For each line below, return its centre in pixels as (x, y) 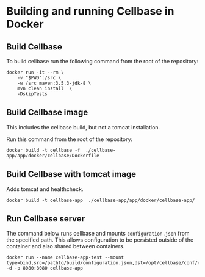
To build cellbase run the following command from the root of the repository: (103, 61)
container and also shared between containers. (66, 246)
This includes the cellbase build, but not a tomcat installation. (83, 127)
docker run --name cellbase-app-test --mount (65, 257)
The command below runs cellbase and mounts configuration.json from (98, 234)
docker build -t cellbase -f (43, 150)
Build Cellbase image (47, 113)
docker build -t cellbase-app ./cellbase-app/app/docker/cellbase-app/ (101, 200)
